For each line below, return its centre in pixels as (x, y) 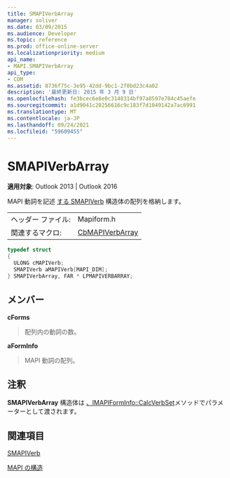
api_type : (22, 72)
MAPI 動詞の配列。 (52, 360)
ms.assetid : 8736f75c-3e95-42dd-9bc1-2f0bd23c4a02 (83, 86)
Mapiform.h (96, 219)
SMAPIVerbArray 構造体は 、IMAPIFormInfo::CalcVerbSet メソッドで (106, 403)
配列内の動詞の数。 (52, 332)
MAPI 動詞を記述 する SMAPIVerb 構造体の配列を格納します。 (96, 202)
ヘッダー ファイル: (41, 220)
